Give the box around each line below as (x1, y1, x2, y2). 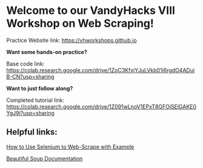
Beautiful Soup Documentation (6, 155, 83, 162)
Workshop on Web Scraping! (6, 16, 155, 30)
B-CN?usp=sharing (6, 73, 55, 80)
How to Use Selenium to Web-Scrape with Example (6, 143, 135, 150)
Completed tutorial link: (6, 96, 65, 104)
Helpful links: (6, 127, 58, 137)
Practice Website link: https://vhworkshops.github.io (6, 36, 138, 44)
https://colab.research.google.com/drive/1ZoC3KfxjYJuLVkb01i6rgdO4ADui (6, 66, 195, 73)
